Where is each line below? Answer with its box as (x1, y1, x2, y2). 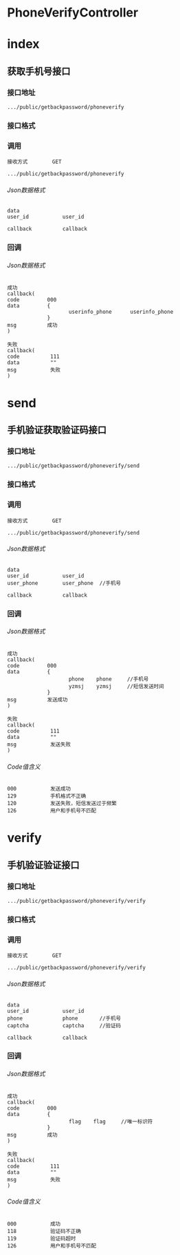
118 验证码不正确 (7, 1227, 81, 1234)
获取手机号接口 (7, 65, 71, 77)
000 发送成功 (7, 786, 71, 793)
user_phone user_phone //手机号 (7, 579, 122, 586)
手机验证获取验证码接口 (7, 425, 106, 436)
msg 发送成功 (7, 696, 68, 703)
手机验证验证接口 (7, 859, 80, 871)
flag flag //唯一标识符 (68, 1118, 153, 1125)
